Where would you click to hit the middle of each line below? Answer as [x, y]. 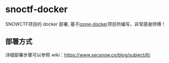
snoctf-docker [37, 9]
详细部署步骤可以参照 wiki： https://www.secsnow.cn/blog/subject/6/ [78, 55]
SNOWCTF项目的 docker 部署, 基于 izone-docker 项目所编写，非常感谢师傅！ [86, 24]
